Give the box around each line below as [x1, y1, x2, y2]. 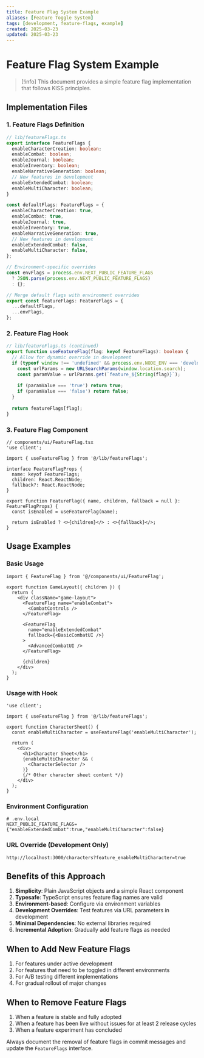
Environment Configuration [6, 802, 89, 810]
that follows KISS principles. [21, 85, 92, 92]
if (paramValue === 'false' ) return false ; [17, 388, 129, 395]
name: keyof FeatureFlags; [12, 471, 80, 477]
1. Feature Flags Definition [6, 120, 85, 129]
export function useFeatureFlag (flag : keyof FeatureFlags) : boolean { [6, 349, 189, 355]
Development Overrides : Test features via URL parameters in [15, 907, 170, 914]
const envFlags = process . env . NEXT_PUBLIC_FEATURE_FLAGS [6, 270, 154, 276]
